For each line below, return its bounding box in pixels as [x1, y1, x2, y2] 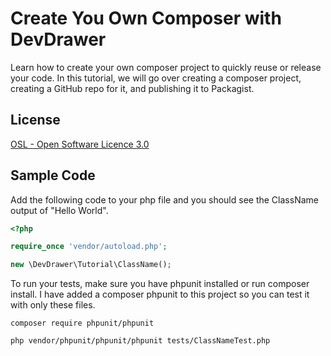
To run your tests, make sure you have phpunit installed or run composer [10, 278, 310, 290]
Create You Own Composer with [10, 7, 282, 30]
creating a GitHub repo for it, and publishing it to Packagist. [10, 82, 255, 94]
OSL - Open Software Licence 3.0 [10, 138, 150, 150]
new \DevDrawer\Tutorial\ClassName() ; [10, 260, 172, 270]
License [10, 112, 61, 129]
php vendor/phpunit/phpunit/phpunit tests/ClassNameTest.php [10, 336, 271, 346]
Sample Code [10, 167, 96, 184]
